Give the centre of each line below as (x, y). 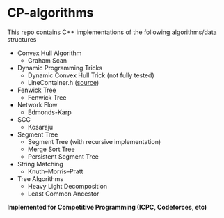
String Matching (40, 164)
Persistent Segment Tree (63, 156)
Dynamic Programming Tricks (60, 68)
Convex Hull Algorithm (49, 53)
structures (22, 39)
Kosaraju (40, 127)
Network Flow (37, 104)
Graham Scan (47, 60)
